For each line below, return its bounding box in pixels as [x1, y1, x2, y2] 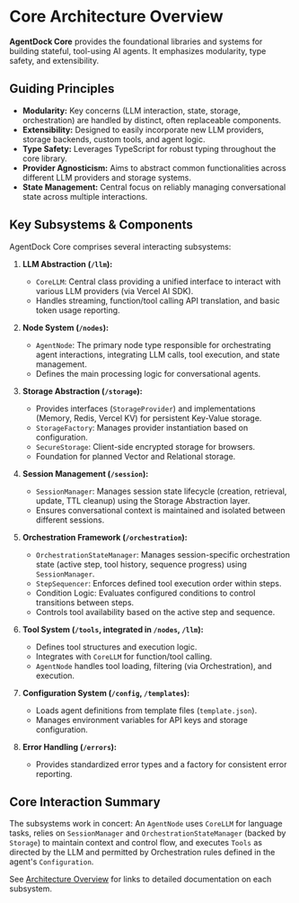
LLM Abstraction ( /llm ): [22, 258, 113, 269]
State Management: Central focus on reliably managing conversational [22, 182, 286, 192]
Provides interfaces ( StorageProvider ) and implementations [35, 403, 256, 414]
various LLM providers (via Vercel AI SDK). [35, 285, 194, 296]
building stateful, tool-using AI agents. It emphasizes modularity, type [9, 45, 267, 56]
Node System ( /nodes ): [22, 322, 110, 333]
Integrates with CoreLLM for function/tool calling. [35, 650, 213, 662]
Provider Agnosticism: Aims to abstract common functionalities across [22, 162, 286, 173]
